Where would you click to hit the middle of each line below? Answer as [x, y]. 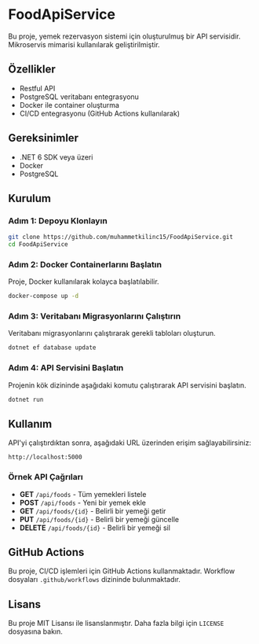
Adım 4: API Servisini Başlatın [66, 368]
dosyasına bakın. [35, 631]
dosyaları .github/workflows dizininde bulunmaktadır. [94, 580]
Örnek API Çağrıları [46, 477]
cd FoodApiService [38, 245]
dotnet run [26, 399]
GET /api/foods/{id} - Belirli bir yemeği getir [93, 511]
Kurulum [30, 198]
